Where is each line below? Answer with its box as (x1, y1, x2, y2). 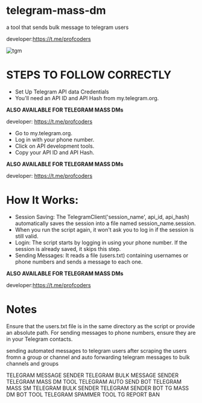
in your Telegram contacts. (6, 335, 73, 343)
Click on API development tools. (14, 142, 95, 150)
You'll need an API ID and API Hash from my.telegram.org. (14, 94, 159, 101)
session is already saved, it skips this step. (14, 245, 121, 252)
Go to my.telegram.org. (14, 129, 72, 136)
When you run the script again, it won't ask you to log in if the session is (14, 226, 194, 233)
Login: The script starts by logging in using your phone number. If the (14, 239, 188, 246)
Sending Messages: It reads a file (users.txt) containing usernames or (14, 252, 189, 259)
